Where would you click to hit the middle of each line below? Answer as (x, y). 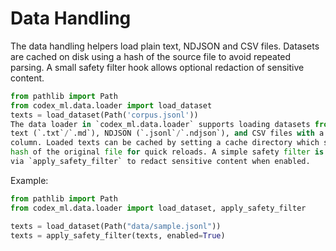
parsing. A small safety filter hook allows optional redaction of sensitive (157, 67)
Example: (29, 180)
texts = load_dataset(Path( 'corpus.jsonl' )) (104, 115)
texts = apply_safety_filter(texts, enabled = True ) (118, 235)
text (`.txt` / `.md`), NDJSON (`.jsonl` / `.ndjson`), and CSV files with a (167, 133)
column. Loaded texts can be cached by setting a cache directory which (165, 143)
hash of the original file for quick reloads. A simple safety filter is (167, 152)
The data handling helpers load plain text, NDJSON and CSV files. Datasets (165, 46)
